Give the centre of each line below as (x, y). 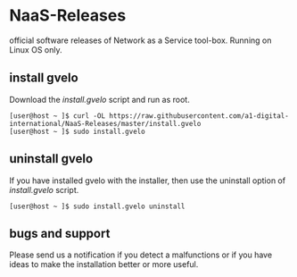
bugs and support (60, 233)
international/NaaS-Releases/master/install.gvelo (105, 123)
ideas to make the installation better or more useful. (104, 264)
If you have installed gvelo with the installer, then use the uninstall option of (148, 180)
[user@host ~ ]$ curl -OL (57, 116)
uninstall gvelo (51, 159)
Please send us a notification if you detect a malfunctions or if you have (141, 255)
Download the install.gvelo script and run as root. (99, 99)
